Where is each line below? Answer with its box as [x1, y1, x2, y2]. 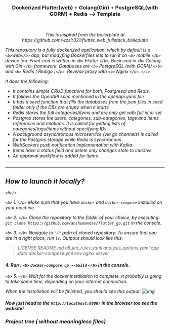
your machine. [5, 205, 35, 211]
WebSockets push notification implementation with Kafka [12, 142, 133, 148]
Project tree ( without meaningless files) [5, 318, 106, 325]
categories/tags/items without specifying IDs [12, 126, 107, 132]
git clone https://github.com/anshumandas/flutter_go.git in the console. [5, 220, 162, 226]
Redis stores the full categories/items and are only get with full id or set [12, 109, 162, 116]
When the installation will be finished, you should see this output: [5, 288, 141, 295]
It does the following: [5, 78, 49, 85]
